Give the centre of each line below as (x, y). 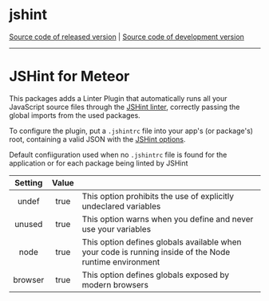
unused (28, 224)
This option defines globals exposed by (156, 275)
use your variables (116, 229)
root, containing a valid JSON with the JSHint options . (97, 139)
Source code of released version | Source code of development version (127, 37)
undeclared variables (121, 206)
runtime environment (121, 262)
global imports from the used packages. (75, 115)
